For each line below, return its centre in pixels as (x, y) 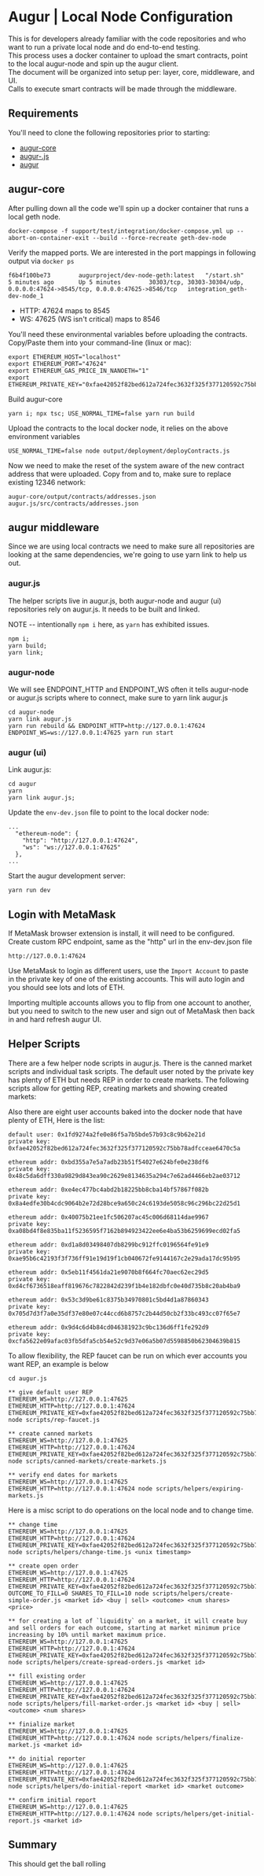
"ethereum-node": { (47, 834)
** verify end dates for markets (63, 1475)
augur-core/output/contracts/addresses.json (82, 497)
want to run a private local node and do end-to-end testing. (104, 46)
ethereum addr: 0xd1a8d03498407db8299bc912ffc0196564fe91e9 (109, 1245)
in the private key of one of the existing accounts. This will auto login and (126, 979)
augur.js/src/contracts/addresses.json (73, 504)
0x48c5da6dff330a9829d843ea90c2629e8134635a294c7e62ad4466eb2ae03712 (125, 1176)
